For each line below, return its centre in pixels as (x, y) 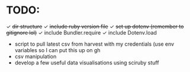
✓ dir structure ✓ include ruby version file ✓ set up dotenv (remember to (95, 26)
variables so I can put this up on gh (57, 50)
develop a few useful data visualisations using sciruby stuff (87, 63)
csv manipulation (36, 56)
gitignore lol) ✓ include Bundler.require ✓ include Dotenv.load (81, 32)
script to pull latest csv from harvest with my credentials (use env (94, 44)
